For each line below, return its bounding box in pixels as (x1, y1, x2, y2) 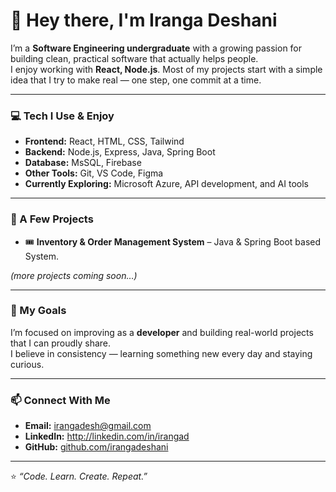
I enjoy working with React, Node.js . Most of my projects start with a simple (10, 63, 323, 75)
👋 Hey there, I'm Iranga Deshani (10, 9, 278, 32)
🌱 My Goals (10, 304, 67, 318)
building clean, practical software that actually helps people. (10, 52, 259, 64)
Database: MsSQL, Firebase (24, 157, 142, 169)
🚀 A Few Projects (10, 212, 94, 226)
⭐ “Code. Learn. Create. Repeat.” (10, 470, 148, 483)
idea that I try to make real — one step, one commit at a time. (10, 74, 262, 86)
